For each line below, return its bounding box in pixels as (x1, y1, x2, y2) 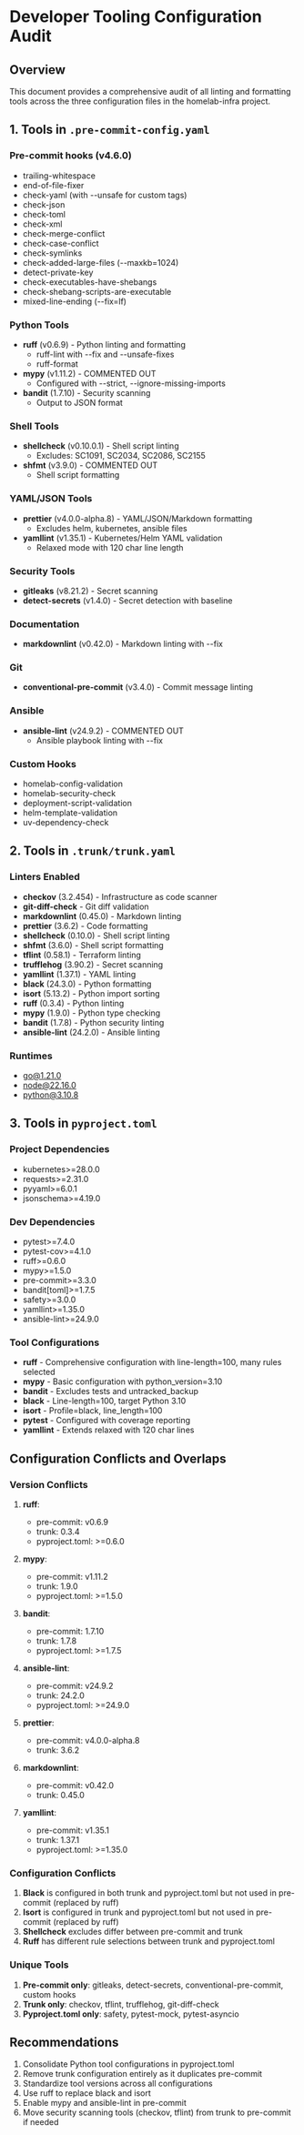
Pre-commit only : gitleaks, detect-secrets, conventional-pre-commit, (22, 1979, 284, 1990)
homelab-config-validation (22, 778, 123, 789)
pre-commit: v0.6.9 (35, 1517, 109, 1528)
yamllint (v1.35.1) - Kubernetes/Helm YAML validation (22, 532, 223, 543)
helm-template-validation (22, 807, 118, 818)
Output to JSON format (35, 397, 123, 408)
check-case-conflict (22, 238, 99, 248)
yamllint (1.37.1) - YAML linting (22, 968, 137, 979)
